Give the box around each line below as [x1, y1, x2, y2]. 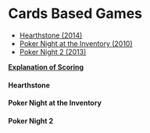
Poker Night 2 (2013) [19, 47, 87, 56]
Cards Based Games [8, 5, 143, 23]
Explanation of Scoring [8, 62, 84, 71]
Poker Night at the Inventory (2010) [19, 38, 133, 48]
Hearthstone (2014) [19, 31, 83, 40]
